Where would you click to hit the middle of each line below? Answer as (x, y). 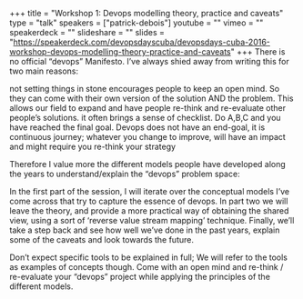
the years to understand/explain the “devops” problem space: (125, 174)
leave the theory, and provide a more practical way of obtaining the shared (149, 211)
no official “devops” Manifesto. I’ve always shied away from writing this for (149, 61)
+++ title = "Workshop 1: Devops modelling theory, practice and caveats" (146, 13)
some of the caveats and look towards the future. (101, 239)
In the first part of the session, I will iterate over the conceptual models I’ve (149, 191)
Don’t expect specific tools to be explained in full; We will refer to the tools (149, 257)
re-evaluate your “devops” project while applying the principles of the (140, 277)
